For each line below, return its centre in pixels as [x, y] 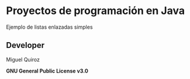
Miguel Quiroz [23, 59]
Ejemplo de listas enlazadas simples [49, 27]
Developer [25, 45]
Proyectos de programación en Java [96, 11]
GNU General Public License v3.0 [47, 71]
